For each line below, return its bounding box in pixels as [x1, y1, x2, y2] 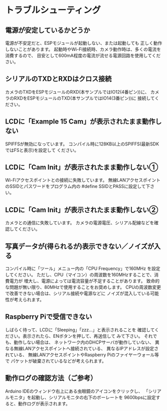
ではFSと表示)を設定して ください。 [5, 147, 79, 153]
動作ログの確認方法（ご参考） [5, 374, 97, 383]
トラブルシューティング [5, 4, 101, 16]
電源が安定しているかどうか [5, 26, 91, 34]
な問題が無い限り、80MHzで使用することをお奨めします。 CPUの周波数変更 [5, 284, 161, 290]
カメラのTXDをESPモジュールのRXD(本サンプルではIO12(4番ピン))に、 [5, 89, 150, 95]
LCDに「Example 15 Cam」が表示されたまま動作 [5, 118, 156, 126]
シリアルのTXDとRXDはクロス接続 [5, 75, 112, 83]
